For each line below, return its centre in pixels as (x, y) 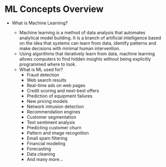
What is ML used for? (41, 69)
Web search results (46, 80)
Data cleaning (41, 154)
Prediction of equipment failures (60, 96)
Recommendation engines (53, 112)
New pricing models (47, 101)
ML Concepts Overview (54, 9)
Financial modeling (46, 143)
